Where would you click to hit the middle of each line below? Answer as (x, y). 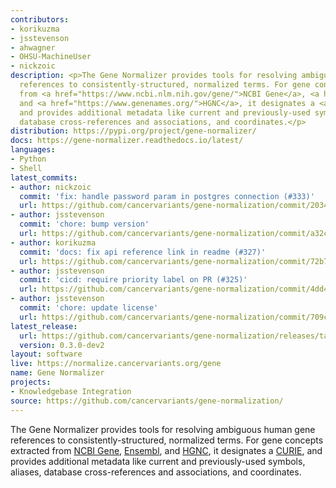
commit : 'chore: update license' (89, 308)
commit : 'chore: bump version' (84, 224)
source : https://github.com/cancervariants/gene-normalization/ (147, 401)
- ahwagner (33, 47)
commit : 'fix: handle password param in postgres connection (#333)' (167, 196)
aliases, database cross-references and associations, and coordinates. (156, 472)
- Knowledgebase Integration (71, 391)
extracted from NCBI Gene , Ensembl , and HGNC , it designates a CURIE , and (166, 450)
